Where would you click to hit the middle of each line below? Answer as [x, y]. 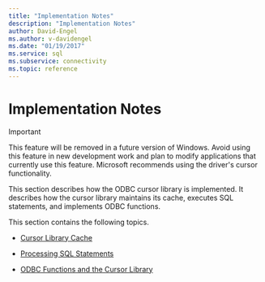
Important [25, 132]
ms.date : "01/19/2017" [47, 46]
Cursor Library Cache [56, 237]
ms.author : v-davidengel [50, 39]
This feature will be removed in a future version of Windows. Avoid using [130, 147]
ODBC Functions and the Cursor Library [86, 269]
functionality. [30, 173]
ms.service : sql [36, 54]
